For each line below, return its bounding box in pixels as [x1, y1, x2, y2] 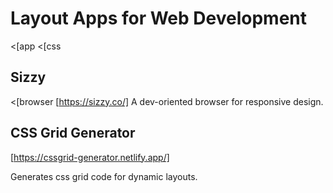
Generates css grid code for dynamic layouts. [10, 170, 198, 182]
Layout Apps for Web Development [10, 7, 308, 30]
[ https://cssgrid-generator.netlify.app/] [10, 151, 170, 163]
